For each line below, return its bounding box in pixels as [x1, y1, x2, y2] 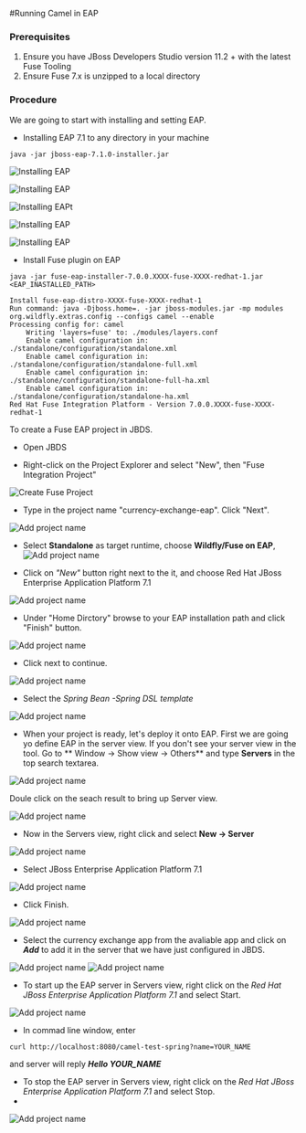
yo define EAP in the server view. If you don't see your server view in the [22, 737, 297, 748]
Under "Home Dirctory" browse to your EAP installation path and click [22, 612, 286, 623]
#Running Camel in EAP [9, 8, 99, 18]
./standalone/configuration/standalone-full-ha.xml [9, 376, 210, 385]
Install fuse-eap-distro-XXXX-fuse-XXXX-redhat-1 [9, 296, 203, 305]
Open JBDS [22, 441, 67, 452]
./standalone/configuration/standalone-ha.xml [9, 392, 190, 401]
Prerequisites [9, 30, 70, 43]
